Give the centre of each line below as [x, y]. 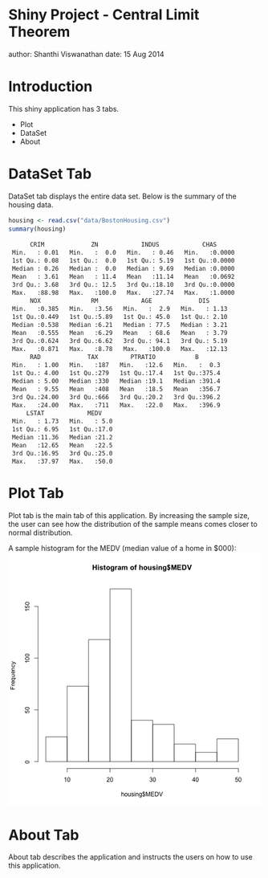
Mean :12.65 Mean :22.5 [62, 445]
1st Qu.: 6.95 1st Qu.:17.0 [62, 429]
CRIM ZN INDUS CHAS [123, 244]
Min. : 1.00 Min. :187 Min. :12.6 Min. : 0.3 [116, 365]
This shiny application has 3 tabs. [63, 108]
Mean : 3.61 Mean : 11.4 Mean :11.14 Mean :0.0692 [123, 276]
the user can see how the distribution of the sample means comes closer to [133, 524]
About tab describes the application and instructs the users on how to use [130, 857]
